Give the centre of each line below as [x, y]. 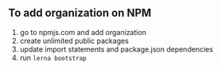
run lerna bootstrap [53, 57]
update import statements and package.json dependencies [116, 49]
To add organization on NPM [80, 13]
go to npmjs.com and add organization [83, 32]
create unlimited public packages [74, 41]
